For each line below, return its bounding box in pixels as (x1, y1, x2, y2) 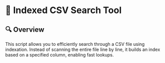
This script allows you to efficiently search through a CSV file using (5, 41, 145, 47)
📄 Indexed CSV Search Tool (5, 5, 122, 16)
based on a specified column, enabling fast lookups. (5, 52, 114, 57)
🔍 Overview (5, 25, 44, 34)
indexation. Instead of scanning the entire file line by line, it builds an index (5, 46, 160, 52)
